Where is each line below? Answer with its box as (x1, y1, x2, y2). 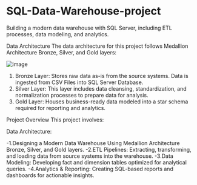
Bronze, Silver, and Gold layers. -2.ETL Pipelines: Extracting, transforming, (6, 146, 192, 153)
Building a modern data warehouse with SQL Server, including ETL (6, 24, 173, 31)
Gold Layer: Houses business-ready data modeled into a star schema (15, 98, 189, 105)
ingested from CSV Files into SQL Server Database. (15, 79, 144, 86)
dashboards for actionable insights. (6, 171, 95, 179)
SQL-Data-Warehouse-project (6, 4, 161, 18)
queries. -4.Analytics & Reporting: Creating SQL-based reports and (6, 165, 174, 172)
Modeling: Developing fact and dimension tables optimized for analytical (6, 158, 187, 166)
